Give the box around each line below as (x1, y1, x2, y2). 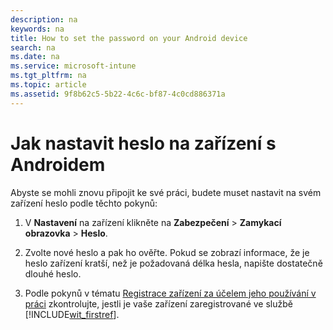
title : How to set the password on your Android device (10, 33, 248, 43)
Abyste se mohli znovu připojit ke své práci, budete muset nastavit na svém (10, 186, 322, 198)
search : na (10, 42, 56, 53)
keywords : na (10, 24, 65, 34)
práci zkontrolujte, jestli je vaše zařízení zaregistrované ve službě (24, 297, 293, 310)
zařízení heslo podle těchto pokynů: (10, 197, 158, 209)
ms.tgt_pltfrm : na (10, 71, 87, 81)
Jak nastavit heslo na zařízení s (10, 132, 277, 155)
